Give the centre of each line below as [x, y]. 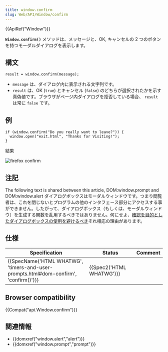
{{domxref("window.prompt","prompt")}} [54, 344]
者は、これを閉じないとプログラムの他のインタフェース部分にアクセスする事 [84, 202]
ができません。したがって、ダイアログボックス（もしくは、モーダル [75, 208]
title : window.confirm [29, 10]
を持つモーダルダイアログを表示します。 [47, 45]
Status [110, 252]
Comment [148, 252]
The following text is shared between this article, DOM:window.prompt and [82, 190]
